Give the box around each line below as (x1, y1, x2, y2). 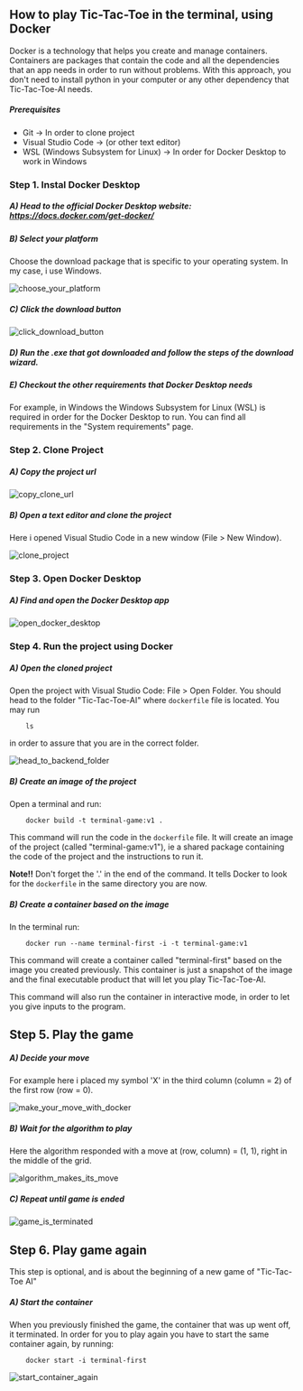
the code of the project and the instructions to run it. (9, 850, 204, 861)
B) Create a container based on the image (9, 898, 170, 910)
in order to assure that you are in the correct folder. (9, 737, 200, 748)
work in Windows (22, 155, 87, 166)
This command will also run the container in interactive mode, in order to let (9, 991, 290, 1002)
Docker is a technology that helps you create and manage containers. (9, 45, 268, 56)
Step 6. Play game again (9, 1242, 147, 1257)
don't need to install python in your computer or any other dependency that (9, 74, 289, 85)
